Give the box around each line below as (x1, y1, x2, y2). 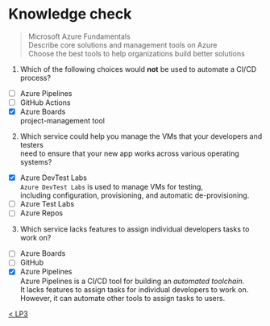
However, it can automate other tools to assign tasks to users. (19, 293, 226, 303)
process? (19, 73, 51, 82)
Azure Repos (19, 208, 63, 218)
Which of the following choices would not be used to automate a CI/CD (19, 64, 256, 73)
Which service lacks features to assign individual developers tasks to (19, 224, 250, 234)
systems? (19, 157, 52, 167)
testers (19, 140, 44, 150)
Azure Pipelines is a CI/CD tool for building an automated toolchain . (19, 276, 245, 286)
